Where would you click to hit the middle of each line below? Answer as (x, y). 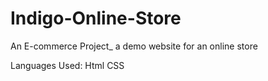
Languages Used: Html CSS (67, 65)
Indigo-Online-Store (96, 18)
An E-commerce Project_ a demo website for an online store (134, 46)
